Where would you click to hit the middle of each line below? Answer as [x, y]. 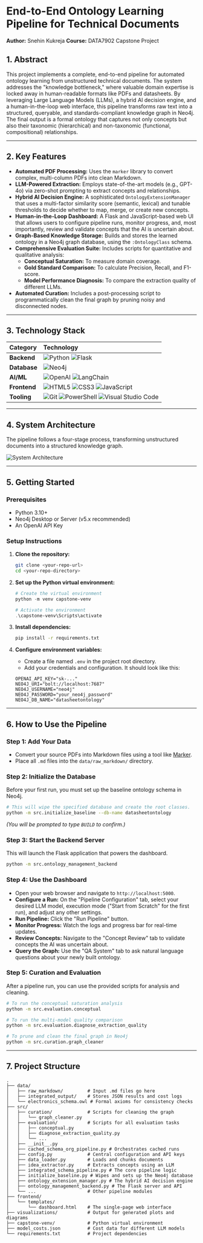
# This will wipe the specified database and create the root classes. [98, 808]
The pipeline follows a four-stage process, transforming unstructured [92, 440]
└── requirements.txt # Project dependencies [77, 1233]
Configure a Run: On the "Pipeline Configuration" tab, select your [97, 899]
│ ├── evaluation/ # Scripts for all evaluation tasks [93, 1123]
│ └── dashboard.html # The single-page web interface [89, 1207]
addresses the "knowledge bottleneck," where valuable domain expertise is [100, 87]
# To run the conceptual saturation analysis [64, 1003]
